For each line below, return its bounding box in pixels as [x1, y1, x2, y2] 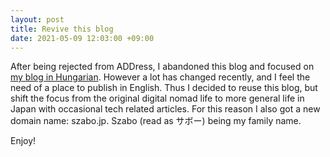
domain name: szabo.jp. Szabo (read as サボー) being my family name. [10, 115, 302, 127]
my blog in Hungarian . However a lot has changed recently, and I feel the [10, 71, 311, 83]
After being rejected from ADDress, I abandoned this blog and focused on [10, 61, 315, 73]
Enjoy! [10, 135, 37, 147]
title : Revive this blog [10, 24, 114, 34]
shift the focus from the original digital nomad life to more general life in [10, 92, 305, 105]
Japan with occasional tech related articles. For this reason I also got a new [10, 103, 321, 115]
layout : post [10, 14, 65, 25]
